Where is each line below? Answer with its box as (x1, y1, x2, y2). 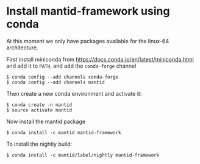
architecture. (6, 44, 38, 51)
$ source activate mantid (6, 107, 72, 113)
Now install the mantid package (6, 118, 86, 125)
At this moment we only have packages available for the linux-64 (6, 37, 170, 45)
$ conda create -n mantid (6, 102, 72, 108)
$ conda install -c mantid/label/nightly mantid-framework (6, 152, 160, 158)
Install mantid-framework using (6, 4, 170, 18)
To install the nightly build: (6, 140, 73, 148)
